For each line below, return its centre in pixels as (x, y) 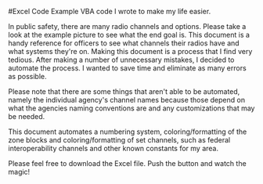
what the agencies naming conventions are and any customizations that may (131, 108)
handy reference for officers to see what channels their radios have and (124, 43)
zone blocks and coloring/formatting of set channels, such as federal (119, 140)
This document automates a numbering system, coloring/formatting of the (128, 132)
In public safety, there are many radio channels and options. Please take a (127, 26)
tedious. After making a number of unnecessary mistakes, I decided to (121, 60)
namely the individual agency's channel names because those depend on (126, 100)
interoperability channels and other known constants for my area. (113, 148)
